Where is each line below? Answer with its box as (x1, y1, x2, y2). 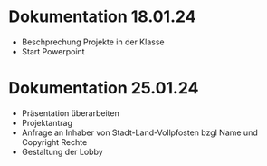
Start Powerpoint (21, 45, 85, 56)
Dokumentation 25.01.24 (8, 78, 199, 99)
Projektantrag (21, 117, 73, 128)
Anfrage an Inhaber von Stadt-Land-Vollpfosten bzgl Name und (21, 127, 259, 138)
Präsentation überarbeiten (21, 107, 119, 119)
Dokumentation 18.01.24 (8, 6, 196, 27)
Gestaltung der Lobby (21, 146, 103, 157)
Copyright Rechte (21, 136, 88, 147)
